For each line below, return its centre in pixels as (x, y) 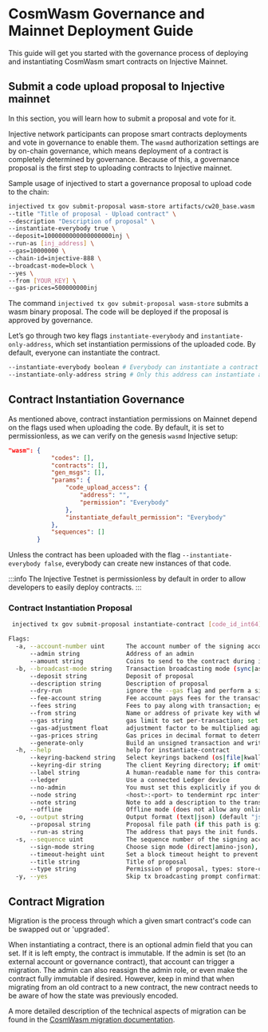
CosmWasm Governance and (106, 14)
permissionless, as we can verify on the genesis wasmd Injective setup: (123, 435)
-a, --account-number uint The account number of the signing (130, 647)
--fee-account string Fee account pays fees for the (129, 699)
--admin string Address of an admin (112, 654)
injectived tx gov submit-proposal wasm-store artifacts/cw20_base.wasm (132, 206)
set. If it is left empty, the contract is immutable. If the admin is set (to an (127, 953)
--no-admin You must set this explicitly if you (140, 788)
